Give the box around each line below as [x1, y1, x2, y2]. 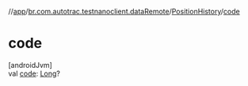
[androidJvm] [8, 60, 53, 69]
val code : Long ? [8, 69, 61, 78]
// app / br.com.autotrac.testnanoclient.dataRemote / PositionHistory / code [8, 7, 240, 16]
